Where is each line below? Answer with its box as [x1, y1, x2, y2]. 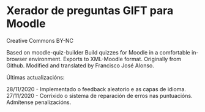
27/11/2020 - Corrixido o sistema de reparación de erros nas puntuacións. [6, 92, 193, 99]
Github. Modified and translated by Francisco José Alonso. [6, 62, 155, 69]
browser [6, 55, 28, 62]
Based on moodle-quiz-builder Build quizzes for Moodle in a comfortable [6, 48, 191, 56]
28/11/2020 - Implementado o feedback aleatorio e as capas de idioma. [6, 85, 187, 92]
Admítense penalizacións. [6, 99, 72, 106]
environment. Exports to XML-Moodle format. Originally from [28, 55, 182, 62]
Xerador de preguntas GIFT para [6, 4, 174, 18]
